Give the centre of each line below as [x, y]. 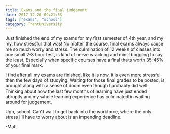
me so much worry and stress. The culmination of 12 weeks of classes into [83, 49]
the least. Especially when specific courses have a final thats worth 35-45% [84, 60]
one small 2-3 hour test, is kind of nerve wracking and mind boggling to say [84, 55]
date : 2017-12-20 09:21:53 [34, 15]
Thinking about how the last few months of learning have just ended [76, 91]
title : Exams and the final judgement [46, 10]
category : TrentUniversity [34, 24]
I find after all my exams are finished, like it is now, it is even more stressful [83, 75]
